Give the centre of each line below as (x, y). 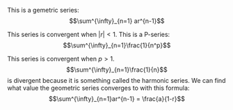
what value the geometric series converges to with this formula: (98, 88)
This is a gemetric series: (43, 10)
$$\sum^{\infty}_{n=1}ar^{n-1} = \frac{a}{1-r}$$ (117, 99)
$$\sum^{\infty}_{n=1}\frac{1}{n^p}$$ (117, 45)
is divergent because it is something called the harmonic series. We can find (116, 80)
